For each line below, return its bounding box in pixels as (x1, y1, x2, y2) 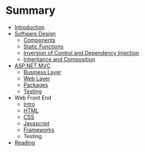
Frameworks (23, 126, 55, 133)
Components (23, 36, 55, 43)
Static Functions (23, 43, 64, 50)
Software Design (14, 30, 57, 37)
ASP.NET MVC (14, 62, 51, 69)
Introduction (14, 24, 45, 31)
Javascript (23, 119, 50, 127)
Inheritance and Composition (23, 55, 96, 63)
